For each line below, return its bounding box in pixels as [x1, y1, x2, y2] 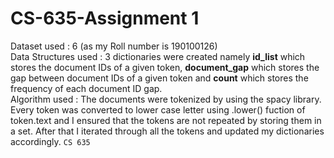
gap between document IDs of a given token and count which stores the [10, 72, 309, 84]
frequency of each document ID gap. [10, 82, 163, 94]
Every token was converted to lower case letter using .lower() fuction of [10, 103, 306, 116]
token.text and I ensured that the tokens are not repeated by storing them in [10, 114, 322, 126]
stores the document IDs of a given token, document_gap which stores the [10, 61, 320, 73]
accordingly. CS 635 [10, 135, 91, 147]
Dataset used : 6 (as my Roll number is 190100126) [10, 40, 218, 52]
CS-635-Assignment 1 [10, 7, 200, 30]
